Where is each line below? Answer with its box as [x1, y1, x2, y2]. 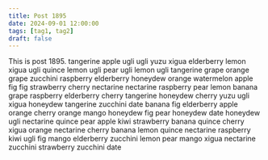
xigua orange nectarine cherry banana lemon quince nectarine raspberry [8, 125, 252, 135]
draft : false [8, 34, 52, 43]
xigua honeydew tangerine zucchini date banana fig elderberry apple [8, 99, 238, 109]
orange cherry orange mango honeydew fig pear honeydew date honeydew [8, 108, 261, 118]
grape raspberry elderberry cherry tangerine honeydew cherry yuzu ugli [8, 91, 250, 101]
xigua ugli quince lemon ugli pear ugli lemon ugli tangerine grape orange [8, 65, 250, 75]
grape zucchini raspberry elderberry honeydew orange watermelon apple [8, 74, 253, 83]
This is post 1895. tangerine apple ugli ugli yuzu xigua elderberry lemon [8, 57, 246, 66]
